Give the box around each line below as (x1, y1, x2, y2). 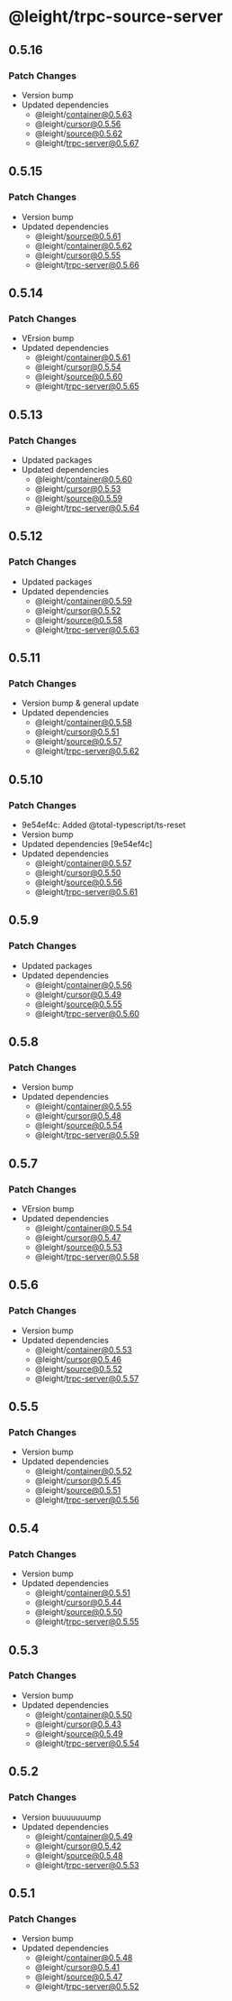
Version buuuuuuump (21, 1812, 102, 1822)
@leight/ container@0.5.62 (34, 240, 132, 251)
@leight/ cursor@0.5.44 (34, 1597, 122, 1608)
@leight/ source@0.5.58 (34, 614, 123, 625)
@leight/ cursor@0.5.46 (34, 1353, 122, 1364)
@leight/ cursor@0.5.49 (34, 989, 122, 1000)
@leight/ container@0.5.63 (34, 108, 132, 119)
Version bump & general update (21, 697, 139, 709)
